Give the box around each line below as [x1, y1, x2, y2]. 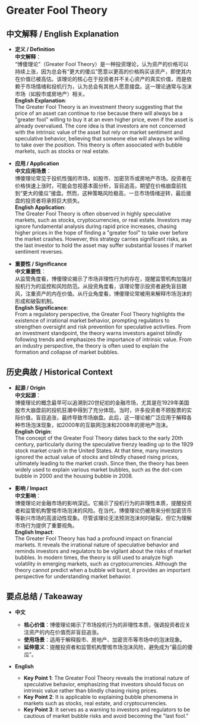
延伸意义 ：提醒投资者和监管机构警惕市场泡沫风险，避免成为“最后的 [23, 643, 188, 651]
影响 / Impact [14, 485, 48, 492]
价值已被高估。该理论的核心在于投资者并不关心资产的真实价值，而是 [20, 76, 187, 82]
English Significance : [14, 304, 68, 311]
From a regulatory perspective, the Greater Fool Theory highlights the [14, 311, 185, 317]
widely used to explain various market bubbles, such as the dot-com [14, 465, 183, 473]
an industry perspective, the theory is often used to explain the [14, 342, 169, 349]
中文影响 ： [14, 492, 42, 499]
